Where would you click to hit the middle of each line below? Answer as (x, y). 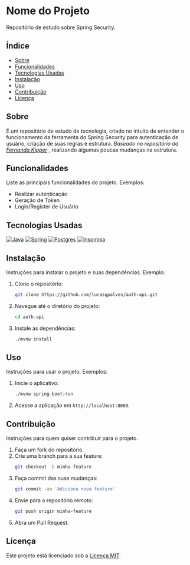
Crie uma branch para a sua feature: (59, 456)
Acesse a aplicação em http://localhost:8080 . (72, 405)
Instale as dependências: (45, 328)
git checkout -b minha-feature (53, 467)
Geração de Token (37, 200)
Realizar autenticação (41, 194)
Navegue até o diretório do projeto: (57, 306)
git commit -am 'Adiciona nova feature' (65, 489)
